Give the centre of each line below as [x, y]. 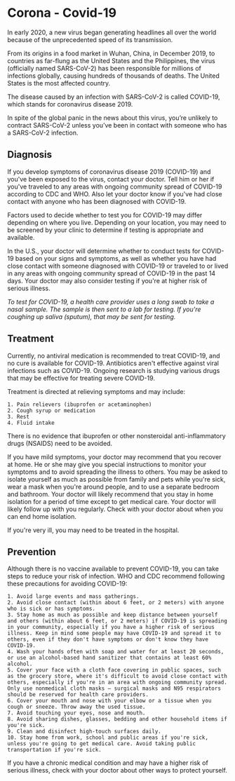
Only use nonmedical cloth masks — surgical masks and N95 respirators [114, 688]
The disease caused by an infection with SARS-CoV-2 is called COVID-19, [114, 97]
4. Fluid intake [31, 423]
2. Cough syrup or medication [52, 410]
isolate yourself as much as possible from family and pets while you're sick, [116, 479]
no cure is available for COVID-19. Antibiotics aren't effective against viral [113, 363]
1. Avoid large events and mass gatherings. [73, 597]
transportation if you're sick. [54, 750]
